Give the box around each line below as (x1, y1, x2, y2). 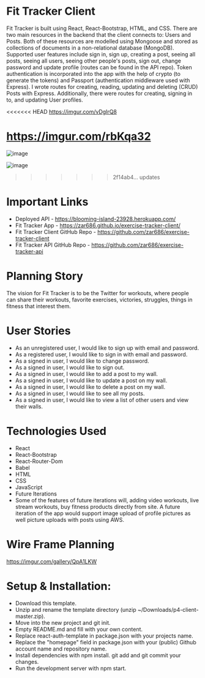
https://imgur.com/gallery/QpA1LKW (6, 557, 97, 565)
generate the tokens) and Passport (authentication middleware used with (6, 77, 190, 84)
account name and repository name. (15, 645, 107, 652)
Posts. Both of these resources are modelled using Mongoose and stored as (6, 37, 198, 45)
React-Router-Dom (15, 458, 63, 465)
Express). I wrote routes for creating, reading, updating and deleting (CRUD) (6, 83, 198, 90)
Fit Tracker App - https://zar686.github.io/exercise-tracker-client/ (15, 222, 181, 229)
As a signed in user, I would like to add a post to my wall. (15, 370, 158, 377)
